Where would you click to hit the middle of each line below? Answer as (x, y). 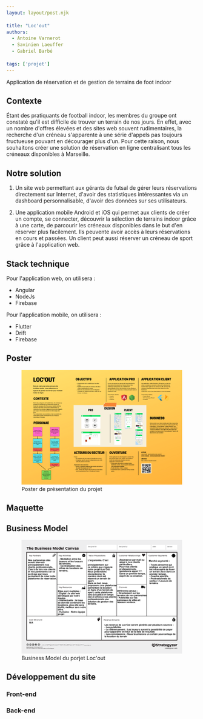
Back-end (21, 711)
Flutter (23, 327)
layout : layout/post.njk (38, 13)
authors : (17, 32)
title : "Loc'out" (28, 25)
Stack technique (38, 264)
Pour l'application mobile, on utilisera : (54, 315)
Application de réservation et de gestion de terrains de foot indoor (89, 82)
